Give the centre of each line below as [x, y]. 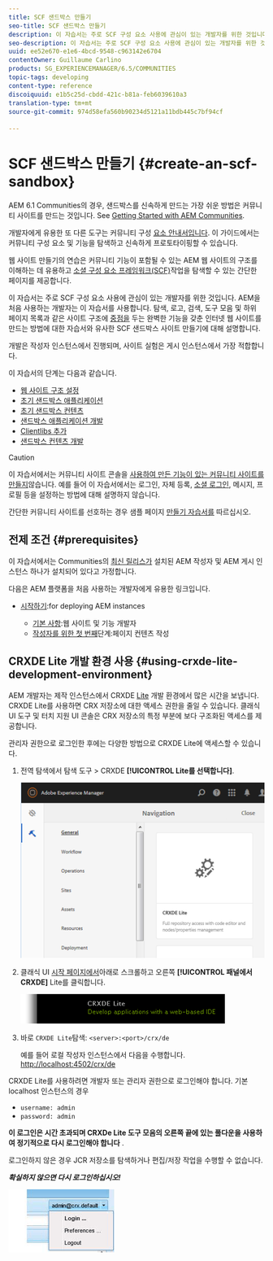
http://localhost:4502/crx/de [68, 1064]
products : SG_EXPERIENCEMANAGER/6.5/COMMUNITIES [92, 69]
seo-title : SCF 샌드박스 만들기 [57, 26]
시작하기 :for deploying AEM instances [82, 605]
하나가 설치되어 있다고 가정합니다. [83, 571]
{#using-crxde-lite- [187, 662]
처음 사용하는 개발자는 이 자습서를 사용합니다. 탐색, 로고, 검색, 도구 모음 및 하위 [133, 308]
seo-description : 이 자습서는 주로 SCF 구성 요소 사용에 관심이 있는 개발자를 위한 [133, 43]
